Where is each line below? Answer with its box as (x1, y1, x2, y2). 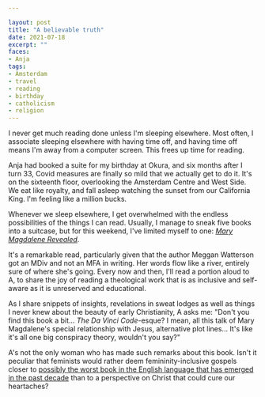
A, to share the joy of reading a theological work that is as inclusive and (8, 275, 241, 285)
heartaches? (8, 381, 49, 391)
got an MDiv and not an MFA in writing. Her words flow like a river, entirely (8, 259, 250, 268)
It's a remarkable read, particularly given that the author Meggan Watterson (8, 250, 255, 259)
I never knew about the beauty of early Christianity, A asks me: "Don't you (8, 308, 250, 317)
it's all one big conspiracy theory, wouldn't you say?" (8, 333, 180, 342)
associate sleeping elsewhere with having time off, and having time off (8, 137, 238, 146)
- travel (8, 77, 37, 85)
